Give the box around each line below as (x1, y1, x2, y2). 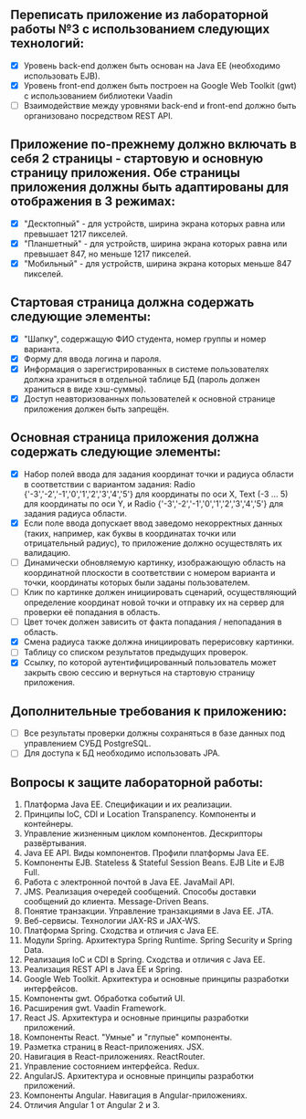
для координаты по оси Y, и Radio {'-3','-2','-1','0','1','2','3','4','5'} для (23, 497, 284, 509)
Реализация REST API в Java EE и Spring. (23, 964, 184, 975)
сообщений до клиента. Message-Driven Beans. (23, 896, 209, 907)
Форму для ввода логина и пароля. (23, 353, 162, 364)
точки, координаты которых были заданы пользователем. (23, 577, 250, 588)
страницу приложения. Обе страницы (10, 165, 241, 181)
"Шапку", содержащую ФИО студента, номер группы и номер (23, 333, 267, 344)
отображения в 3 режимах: (10, 193, 176, 209)
